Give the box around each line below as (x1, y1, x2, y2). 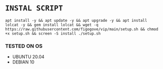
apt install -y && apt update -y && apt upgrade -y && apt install (5, 18, 148, 23)
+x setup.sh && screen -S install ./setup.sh (5, 31, 101, 36)
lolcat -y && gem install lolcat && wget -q (5, 22, 99, 27)
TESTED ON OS (5, 42, 43, 49)
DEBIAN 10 (12, 59, 35, 65)
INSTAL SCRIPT (5, 3, 63, 13)
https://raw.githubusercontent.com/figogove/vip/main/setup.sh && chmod (5, 26, 159, 32)
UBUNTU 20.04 (12, 54, 45, 60)
